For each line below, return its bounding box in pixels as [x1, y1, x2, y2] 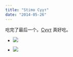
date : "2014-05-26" [5, 12, 47, 17]
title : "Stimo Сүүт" [5, 7, 50, 13]
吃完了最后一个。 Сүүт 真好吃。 [5, 26, 71, 33]
